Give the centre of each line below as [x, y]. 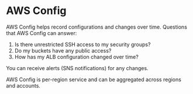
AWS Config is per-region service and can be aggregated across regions [94, 79]
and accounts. [23, 85]
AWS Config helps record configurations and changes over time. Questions [96, 27]
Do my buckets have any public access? [63, 50]
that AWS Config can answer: [42, 33]
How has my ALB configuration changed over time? [76, 57]
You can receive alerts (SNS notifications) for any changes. [77, 68]
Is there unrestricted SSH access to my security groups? [82, 44]
